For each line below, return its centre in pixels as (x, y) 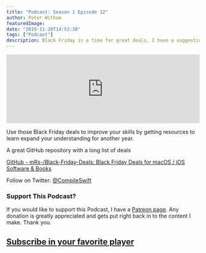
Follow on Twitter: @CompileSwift (49, 180)
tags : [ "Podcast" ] (30, 35)
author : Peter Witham (34, 18)
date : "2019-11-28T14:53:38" (44, 29)
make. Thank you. (29, 222)
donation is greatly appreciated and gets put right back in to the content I (99, 216)
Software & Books (29, 168)
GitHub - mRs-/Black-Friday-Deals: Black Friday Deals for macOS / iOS (96, 162)
